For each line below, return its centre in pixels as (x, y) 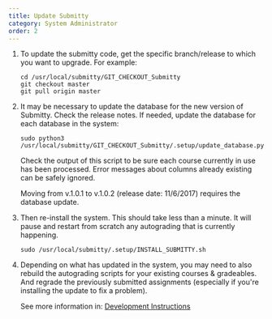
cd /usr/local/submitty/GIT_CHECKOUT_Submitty (100, 78)
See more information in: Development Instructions (105, 306)
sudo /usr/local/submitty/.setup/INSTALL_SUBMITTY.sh (113, 250)
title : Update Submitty (49, 16)
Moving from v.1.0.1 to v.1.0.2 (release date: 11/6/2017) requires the (130, 194)
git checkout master (55, 85)
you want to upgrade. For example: (79, 62)
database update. (50, 202)
